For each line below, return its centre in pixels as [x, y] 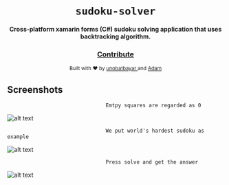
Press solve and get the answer [152, 162]
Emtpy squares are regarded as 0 [153, 106]
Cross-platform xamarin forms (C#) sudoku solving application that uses [116, 29]
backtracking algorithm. [116, 36]
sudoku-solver [116, 11]
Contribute [116, 54]
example [18, 137]
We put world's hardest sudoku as [155, 131]
